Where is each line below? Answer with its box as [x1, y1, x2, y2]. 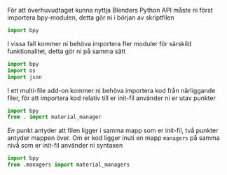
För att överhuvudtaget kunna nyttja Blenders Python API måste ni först [7, 6, 213, 14]
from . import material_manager [7, 113, 102, 121]
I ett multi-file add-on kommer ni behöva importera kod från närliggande [7, 86, 216, 94]
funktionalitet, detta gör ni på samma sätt [7, 47, 126, 55]
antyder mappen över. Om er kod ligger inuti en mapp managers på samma [7, 134, 221, 142]
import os [7, 66, 36, 74]
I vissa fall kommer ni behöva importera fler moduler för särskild [7, 39, 192, 48]
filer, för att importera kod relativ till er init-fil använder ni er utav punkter [7, 94, 216, 102]
